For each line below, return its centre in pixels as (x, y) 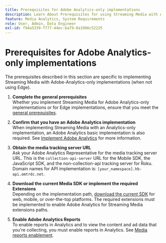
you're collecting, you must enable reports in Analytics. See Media (80, 230)
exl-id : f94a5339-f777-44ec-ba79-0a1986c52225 (54, 28)
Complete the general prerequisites (50, 97)
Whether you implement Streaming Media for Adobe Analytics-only (81, 102)
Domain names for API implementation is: (54, 169)
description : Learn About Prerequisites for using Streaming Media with (82, 14)
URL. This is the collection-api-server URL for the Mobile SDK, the (81, 158)
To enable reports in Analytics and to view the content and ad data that (84, 225)
